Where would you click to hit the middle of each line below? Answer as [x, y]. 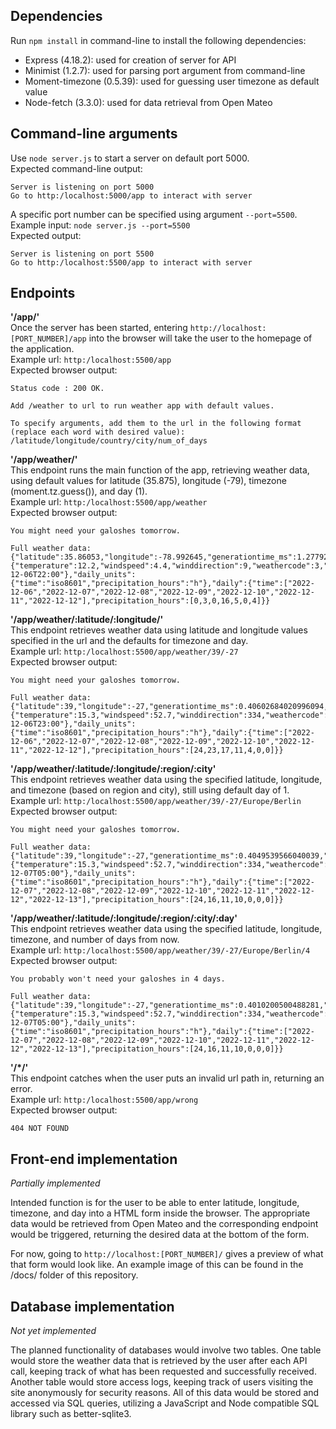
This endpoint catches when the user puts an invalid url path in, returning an [167, 1078]
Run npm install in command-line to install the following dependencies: [158, 40]
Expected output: [46, 235]
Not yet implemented [53, 1331]
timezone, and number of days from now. [95, 940]
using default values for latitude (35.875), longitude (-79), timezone [148, 481]
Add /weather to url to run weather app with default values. [142, 406]
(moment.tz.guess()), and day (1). [79, 491]
